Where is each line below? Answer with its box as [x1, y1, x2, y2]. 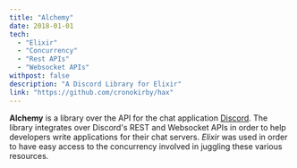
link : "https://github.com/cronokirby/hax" [9, 88, 174, 97]
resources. [9, 150, 49, 161]
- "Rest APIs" [17, 55, 70, 63]
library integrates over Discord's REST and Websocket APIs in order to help [9, 122, 286, 132]
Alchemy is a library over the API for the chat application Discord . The [9, 113, 268, 123]
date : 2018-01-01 [9, 21, 74, 30]
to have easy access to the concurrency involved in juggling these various [9, 140, 283, 152]
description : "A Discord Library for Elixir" [9, 80, 182, 88]
